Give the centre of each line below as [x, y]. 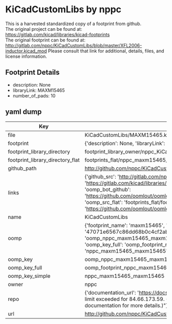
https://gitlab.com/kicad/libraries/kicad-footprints [58, 34]
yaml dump [24, 112]
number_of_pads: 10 [34, 95]
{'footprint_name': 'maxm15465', [124, 225]
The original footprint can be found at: [45, 40]
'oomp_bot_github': [107, 189]
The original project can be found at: [44, 29]
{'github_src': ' [102, 176]
